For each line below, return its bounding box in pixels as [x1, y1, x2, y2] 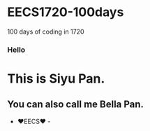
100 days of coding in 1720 [7, 27, 84, 36]
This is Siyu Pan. [7, 71, 105, 87]
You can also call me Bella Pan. [7, 99, 144, 111]
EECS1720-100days [7, 4, 124, 20]
